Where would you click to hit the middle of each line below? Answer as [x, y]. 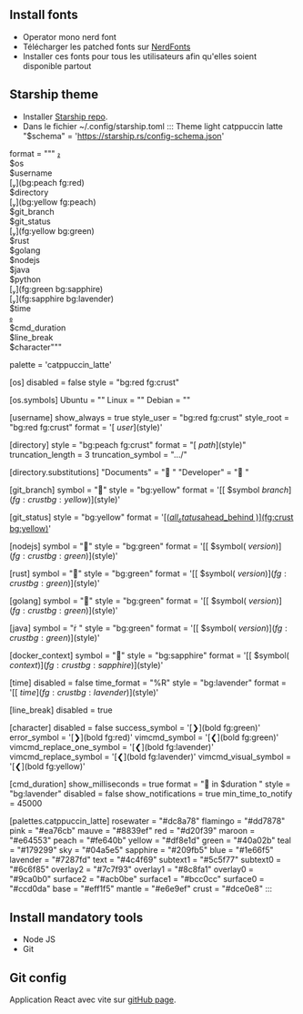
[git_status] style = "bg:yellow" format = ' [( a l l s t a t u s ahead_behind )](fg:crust [151, 518]
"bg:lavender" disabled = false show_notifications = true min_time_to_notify [151, 794]
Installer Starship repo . [65, 117]
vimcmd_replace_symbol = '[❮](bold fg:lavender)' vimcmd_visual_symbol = [150, 757]
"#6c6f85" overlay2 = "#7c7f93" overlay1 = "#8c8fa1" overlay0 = [132, 869]
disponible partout [57, 66]
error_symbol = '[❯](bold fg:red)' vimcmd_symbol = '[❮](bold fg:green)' [144, 737]
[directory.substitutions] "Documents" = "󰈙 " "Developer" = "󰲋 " [129, 472]
